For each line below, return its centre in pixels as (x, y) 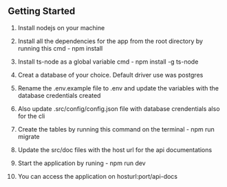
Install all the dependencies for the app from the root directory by (110, 41)
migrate (29, 136)
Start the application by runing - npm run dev (82, 163)
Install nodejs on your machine (61, 27)
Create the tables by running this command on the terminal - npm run (116, 129)
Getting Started (42, 11)
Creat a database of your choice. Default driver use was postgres (110, 75)
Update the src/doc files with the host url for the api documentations (115, 149)
